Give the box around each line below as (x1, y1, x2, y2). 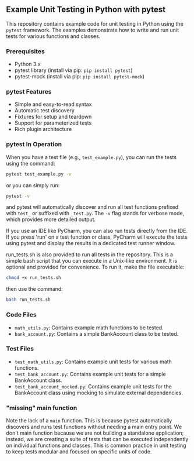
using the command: (6, 160, 55, 167)
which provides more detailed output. (6, 216, 96, 223)
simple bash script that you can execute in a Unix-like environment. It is (6, 257, 178, 264)
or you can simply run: (6, 181, 60, 189)
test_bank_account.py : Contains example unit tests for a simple (14, 370, 166, 377)
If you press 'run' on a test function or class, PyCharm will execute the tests (6, 233, 188, 240)
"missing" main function (6, 404, 77, 412)
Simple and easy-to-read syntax (14, 101, 92, 108)
